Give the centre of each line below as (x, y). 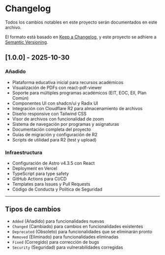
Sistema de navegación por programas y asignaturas (66, 124)
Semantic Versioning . (27, 42)
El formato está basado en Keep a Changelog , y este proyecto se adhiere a (81, 37)
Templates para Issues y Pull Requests (51, 184)
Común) (20, 98)
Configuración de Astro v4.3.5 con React (53, 163)
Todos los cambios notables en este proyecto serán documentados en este (81, 22)
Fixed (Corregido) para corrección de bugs (55, 242)
